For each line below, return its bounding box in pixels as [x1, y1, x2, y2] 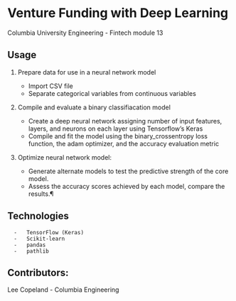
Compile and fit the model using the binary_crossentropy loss [28, 131, 208, 140]
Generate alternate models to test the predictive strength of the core [28, 167, 229, 175]
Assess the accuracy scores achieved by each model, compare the [28, 182, 225, 190]
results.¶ [28, 190, 54, 198]
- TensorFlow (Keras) [14, 229, 84, 236]
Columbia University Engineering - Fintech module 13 [7, 28, 163, 37]
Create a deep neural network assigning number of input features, [28, 116, 222, 125]
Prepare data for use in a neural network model [17, 67, 156, 76]
